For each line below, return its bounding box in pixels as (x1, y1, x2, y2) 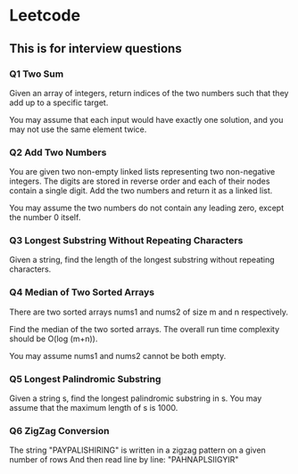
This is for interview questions (9, 41, 182, 56)
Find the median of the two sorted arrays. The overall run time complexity (9, 323, 279, 334)
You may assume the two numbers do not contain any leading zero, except (9, 202, 284, 214)
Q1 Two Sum (9, 68, 64, 80)
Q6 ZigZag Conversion (9, 424, 110, 437)
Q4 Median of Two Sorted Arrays (9, 286, 154, 298)
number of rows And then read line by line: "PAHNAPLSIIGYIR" (9, 454, 239, 465)
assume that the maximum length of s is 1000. (9, 403, 178, 413)
